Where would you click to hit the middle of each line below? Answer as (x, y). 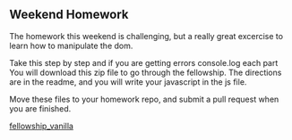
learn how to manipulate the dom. (71, 45)
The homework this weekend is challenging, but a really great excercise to (146, 36)
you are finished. (40, 108)
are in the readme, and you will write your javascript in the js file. (128, 82)
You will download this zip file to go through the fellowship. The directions (146, 72)
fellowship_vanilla (42, 126)
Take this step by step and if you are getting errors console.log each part (144, 62)
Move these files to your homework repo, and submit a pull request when (144, 99)
